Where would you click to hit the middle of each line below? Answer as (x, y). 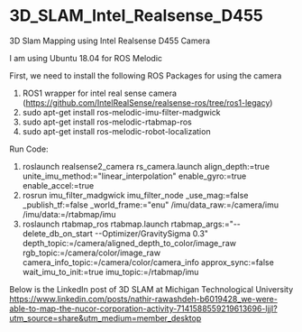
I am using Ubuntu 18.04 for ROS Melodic (86, 58)
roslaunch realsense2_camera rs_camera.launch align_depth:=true (146, 166)
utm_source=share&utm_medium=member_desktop (105, 318)
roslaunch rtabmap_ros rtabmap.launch (96, 224)
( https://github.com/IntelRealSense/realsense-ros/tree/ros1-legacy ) (147, 102)
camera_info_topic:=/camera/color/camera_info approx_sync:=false (148, 262)
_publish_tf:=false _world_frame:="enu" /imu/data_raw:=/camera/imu (151, 205)
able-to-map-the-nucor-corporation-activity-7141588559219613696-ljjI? (143, 309)
